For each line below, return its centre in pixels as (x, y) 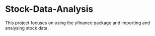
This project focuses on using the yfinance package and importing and (78, 23)
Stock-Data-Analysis (49, 9)
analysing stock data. (27, 28)
